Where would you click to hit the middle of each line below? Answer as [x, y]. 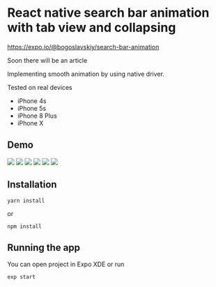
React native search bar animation [108, 13]
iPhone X [30, 123]
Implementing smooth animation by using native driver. [86, 74]
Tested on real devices [40, 87]
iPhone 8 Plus [37, 116]
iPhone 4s [32, 101]
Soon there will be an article [47, 60]
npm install [24, 226]
